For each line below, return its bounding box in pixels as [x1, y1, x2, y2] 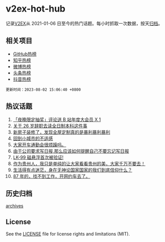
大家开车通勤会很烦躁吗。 [13, 142, 66, 148]
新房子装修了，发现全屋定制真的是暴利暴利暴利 [13, 129, 110, 135]
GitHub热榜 [13, 51, 37, 57]
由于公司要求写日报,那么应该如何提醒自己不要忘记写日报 [13, 148, 129, 154]
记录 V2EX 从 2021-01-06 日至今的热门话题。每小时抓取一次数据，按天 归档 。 [6, 20, 163, 26]
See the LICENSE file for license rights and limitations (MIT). [6, 231, 130, 237]
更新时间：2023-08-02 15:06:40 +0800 [6, 87, 81, 92]
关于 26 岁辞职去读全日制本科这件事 [13, 123, 88, 129]
